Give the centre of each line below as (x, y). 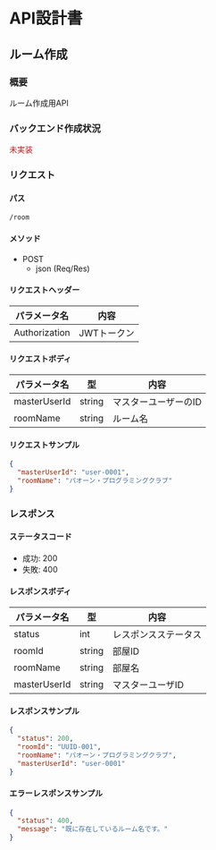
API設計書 (46, 18)
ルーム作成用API (39, 103)
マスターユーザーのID (157, 402)
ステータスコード (41, 537)
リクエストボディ (41, 359)
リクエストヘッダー (45, 290)
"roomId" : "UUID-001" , (59, 747)
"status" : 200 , (46, 739)
